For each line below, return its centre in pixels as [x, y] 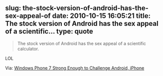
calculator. [28, 49]
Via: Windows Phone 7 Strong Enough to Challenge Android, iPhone [75, 68]
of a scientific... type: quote [49, 32]
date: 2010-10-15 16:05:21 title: [101, 16]
